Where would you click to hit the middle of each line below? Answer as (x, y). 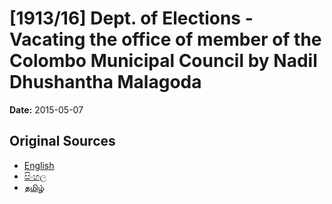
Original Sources (62, 141)
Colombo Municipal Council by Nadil (163, 61)
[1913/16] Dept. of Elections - (131, 18)
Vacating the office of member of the (165, 39)
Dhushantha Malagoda (105, 82)
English (39, 165)
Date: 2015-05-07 (46, 109)
